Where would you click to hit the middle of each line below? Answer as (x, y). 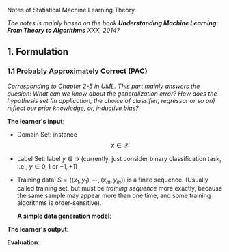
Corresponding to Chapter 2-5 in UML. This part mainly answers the (104, 86)
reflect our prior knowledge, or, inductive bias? (73, 108)
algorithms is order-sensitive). (59, 203)
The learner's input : (36, 121)
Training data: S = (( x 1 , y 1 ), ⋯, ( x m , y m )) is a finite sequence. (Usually (112, 180)
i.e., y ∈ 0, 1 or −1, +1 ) (47, 166)
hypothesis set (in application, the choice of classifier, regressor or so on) (111, 100)
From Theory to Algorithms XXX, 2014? (64, 30)
